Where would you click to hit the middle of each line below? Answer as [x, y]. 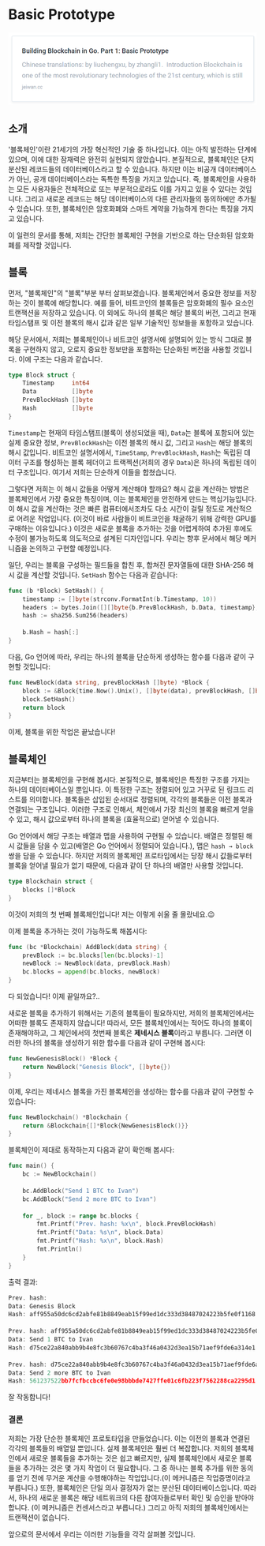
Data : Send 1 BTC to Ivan [50, 1340]
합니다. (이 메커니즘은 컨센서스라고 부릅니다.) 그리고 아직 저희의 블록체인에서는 [129, 1507]
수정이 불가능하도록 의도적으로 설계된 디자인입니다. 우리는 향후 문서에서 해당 [125, 538]
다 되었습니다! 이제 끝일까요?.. [54, 996]
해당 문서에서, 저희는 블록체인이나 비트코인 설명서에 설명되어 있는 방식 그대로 [126, 339]
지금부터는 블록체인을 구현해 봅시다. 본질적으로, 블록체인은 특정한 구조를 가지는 [129, 780]
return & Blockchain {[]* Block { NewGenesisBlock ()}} [106, 1126]
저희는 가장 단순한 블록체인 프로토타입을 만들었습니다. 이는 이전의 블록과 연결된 [129, 1438]
